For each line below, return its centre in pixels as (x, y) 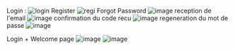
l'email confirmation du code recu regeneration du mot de (117, 18)
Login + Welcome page (41, 39)
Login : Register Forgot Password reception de (109, 11)
